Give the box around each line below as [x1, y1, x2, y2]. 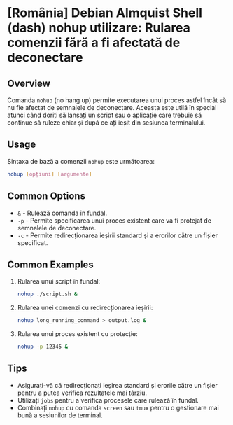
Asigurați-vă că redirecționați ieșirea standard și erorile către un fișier [17, 381, 218, 389]
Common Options [7, 190, 86, 202]
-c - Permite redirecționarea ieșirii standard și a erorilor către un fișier [17, 231, 218, 239]
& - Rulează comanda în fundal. [17, 209, 108, 217]
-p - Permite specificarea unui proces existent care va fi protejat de [17, 216, 212, 225]
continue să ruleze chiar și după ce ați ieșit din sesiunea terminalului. [7, 118, 206, 127]
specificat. [17, 238, 48, 246]
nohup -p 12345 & [17, 343, 69, 351]
